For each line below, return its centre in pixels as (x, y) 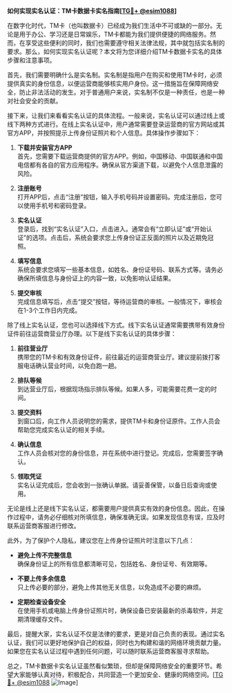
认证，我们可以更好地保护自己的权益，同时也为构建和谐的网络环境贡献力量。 (116, 642)
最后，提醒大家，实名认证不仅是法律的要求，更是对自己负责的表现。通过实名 (116, 634)
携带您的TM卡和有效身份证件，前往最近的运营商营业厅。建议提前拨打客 (119, 357)
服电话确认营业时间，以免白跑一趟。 (69, 366)
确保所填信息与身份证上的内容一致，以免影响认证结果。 (96, 278)
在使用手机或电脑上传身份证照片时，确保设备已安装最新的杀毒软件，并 (117, 611)
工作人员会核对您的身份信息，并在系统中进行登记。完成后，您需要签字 (117, 453)
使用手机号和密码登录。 (57, 206)
